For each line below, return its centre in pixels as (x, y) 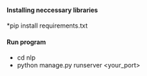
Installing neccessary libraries (53, 10)
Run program (26, 42)
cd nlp (26, 58)
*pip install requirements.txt (47, 26)
